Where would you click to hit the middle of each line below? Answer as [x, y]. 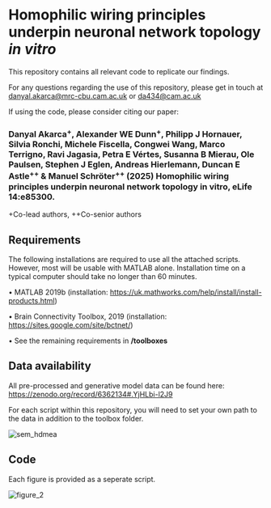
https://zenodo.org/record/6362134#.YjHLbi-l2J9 [91, 394]
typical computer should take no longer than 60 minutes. [103, 276]
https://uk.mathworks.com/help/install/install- [186, 292]
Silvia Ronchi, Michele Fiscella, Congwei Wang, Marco [117, 145]
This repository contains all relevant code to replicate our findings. [119, 71]
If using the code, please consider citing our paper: [94, 112]
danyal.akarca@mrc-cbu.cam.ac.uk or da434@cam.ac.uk [105, 95]
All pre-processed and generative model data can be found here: [116, 385]
